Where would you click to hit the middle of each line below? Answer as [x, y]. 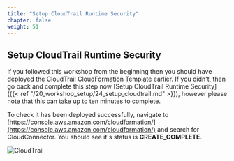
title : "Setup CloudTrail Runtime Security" [73, 14]
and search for [178, 130]
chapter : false [29, 20]
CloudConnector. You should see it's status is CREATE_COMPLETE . [105, 137]
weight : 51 [23, 26]
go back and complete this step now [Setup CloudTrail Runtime [98, 86]
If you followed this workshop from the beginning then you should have [110, 72]
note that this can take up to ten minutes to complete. [84, 101]
